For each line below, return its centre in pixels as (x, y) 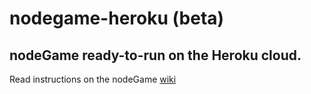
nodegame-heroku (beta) (117, 18)
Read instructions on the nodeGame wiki (93, 79)
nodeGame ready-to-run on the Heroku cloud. (155, 55)
